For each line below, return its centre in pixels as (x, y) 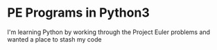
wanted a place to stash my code (54, 39)
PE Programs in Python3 (79, 13)
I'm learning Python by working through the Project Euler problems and (108, 32)
